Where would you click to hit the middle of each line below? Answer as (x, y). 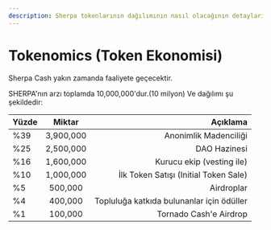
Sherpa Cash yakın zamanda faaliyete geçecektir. (91, 78)
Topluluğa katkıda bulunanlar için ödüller (171, 200)
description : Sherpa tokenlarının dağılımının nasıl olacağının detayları (137, 16)
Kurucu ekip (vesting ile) (201, 162)
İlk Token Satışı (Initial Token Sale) (183, 175)
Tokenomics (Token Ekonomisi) (116, 55)
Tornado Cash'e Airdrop (202, 214)
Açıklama (229, 121)
